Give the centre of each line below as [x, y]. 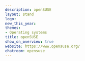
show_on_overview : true [29, 42]
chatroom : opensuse [25, 51]
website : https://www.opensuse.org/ [42, 46]
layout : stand [20, 14]
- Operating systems [26, 32]
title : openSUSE [22, 37]
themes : [13, 28]
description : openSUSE [28, 10]
